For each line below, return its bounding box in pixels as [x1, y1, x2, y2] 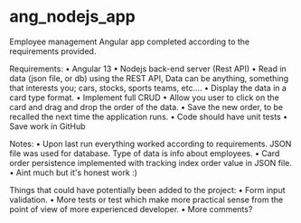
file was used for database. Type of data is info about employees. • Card [9, 147, 280, 159]
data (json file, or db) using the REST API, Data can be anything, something [9, 72, 289, 83]
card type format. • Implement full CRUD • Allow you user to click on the [9, 92, 280, 103]
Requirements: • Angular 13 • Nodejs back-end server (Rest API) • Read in [9, 63, 287, 74]
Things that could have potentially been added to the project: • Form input [9, 184, 286, 195]
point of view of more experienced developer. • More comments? [9, 203, 253, 214]
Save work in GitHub [9, 120, 86, 132]
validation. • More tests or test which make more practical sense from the [9, 194, 284, 205]
